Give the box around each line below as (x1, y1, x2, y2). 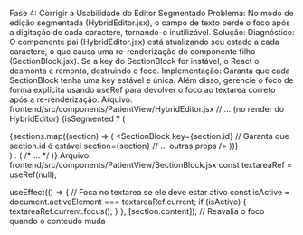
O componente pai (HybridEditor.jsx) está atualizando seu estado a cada (9, 36, 280, 47)
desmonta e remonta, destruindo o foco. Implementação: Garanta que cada (9, 65, 291, 76)
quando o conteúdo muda (9, 216, 106, 226)
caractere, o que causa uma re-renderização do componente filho (9, 46, 256, 57)
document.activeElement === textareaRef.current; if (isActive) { (9, 196, 247, 207)
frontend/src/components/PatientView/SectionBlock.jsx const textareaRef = (9, 160, 292, 170)
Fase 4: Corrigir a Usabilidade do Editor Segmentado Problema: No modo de (9, 8, 294, 18)
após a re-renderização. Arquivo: (9, 94, 133, 105)
